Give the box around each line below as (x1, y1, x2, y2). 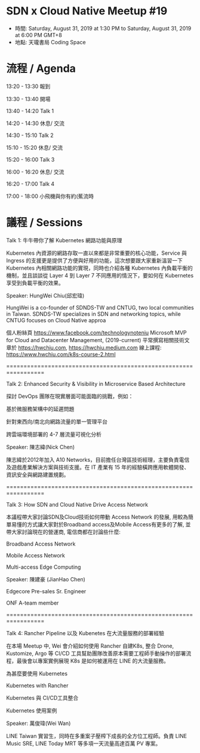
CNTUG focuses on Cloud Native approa (6, 316, 106, 324)
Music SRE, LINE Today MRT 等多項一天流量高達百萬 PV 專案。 (6, 740, 161, 747)
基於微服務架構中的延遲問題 (6, 405, 75, 412)
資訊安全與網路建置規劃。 (6, 471, 69, 478)
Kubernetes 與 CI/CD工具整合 (6, 694, 79, 701)
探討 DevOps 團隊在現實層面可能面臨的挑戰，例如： (6, 392, 134, 400)
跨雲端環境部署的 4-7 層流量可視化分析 (6, 431, 101, 438)
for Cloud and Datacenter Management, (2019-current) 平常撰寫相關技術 (6, 336, 185, 343)
